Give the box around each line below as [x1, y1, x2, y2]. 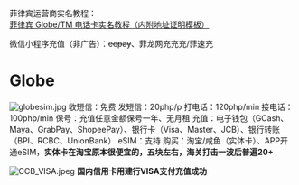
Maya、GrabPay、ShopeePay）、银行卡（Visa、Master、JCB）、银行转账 [9, 124, 281, 134]
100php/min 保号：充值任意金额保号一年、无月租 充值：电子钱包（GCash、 [9, 112, 289, 124]
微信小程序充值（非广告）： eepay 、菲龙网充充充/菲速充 [9, 39, 214, 49]
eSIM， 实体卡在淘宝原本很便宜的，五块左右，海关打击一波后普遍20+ [16, 146, 274, 157]
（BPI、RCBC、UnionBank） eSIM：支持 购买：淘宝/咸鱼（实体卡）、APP [9, 134, 281, 146]
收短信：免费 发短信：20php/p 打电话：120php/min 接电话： [68, 101, 294, 112]
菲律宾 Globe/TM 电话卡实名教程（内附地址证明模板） [9, 19, 210, 30]
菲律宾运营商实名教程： [9, 8, 97, 18]
